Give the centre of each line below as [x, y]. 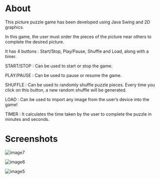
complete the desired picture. [35, 41]
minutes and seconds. [27, 119]
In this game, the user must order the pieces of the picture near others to [78, 37]
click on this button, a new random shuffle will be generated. [66, 90]
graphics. [15, 27]
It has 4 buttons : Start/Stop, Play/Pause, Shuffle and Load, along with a [77, 51]
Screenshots [31, 139]
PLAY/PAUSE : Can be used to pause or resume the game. [63, 75]
